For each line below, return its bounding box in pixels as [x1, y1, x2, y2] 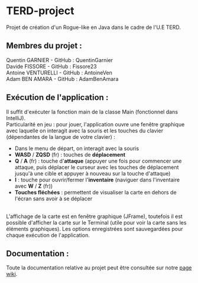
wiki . [6, 271, 18, 278]
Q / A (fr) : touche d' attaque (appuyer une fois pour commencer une [14, 157, 182, 164]
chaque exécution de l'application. [6, 232, 90, 239]
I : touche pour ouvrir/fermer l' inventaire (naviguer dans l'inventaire [14, 176, 180, 183]
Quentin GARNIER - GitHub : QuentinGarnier [6, 56, 113, 63]
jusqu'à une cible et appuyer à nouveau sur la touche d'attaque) [14, 170, 171, 177]
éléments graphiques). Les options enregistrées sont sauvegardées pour [6, 225, 183, 232]
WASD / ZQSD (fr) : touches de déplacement [14, 151, 126, 158]
